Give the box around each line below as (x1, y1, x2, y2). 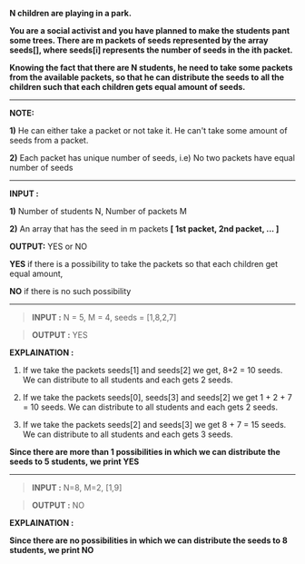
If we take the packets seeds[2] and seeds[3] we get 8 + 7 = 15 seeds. (22, 420, 287, 430)
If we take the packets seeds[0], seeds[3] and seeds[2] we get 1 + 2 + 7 (22, 392, 292, 402)
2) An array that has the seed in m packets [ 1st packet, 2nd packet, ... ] (9, 223, 280, 234)
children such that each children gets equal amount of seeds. (9, 82, 246, 92)
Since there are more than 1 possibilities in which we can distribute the (9, 447, 281, 457)
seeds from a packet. (9, 135, 89, 145)
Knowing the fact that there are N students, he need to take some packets (9, 63, 293, 73)
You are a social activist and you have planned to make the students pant (9, 25, 290, 35)
